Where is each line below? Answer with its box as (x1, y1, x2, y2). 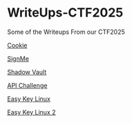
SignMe (7, 54, 30, 63)
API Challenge (7, 81, 48, 89)
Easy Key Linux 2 (7, 108, 56, 116)
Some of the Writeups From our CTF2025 (7, 28, 126, 36)
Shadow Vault (7, 68, 47, 76)
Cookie (7, 41, 28, 49)
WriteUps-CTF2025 (7, 5, 124, 21)
